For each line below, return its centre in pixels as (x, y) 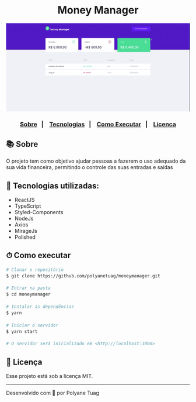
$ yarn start (22, 331)
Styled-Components (39, 212)
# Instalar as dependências (40, 307)
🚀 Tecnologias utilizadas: (52, 186)
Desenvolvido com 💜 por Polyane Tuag (52, 393)
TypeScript (28, 206)
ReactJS (24, 200)
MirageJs (26, 231)
